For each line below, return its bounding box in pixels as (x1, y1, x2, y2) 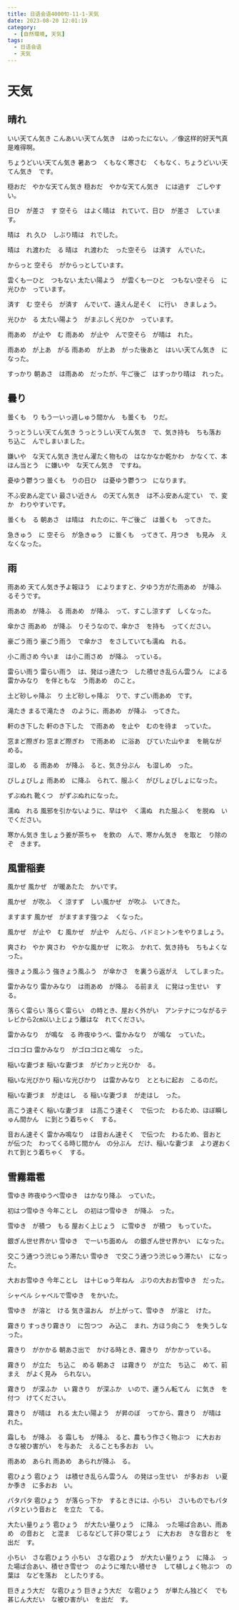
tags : (7, 37, 24, 44)
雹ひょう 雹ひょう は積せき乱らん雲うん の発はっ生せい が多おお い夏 (7, 1472, 228, 1481)
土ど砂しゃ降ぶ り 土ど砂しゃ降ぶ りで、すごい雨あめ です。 (7, 691, 196, 700)
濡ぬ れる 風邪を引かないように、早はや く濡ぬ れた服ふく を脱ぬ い (7, 806, 228, 815)
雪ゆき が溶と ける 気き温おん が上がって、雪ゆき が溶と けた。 (7, 1306, 215, 1315)
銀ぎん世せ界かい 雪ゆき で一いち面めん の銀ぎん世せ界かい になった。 (7, 1237, 228, 1245)
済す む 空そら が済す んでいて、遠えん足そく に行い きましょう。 (7, 300, 221, 308)
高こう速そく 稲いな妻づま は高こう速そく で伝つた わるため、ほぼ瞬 (7, 1106, 222, 1115)
